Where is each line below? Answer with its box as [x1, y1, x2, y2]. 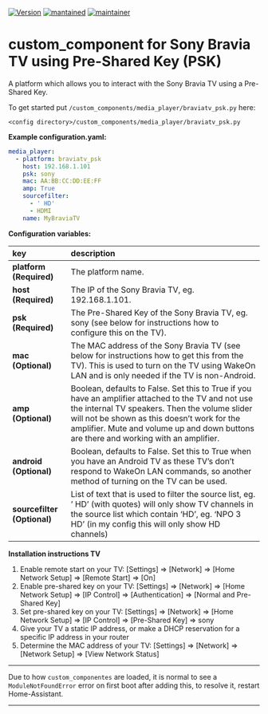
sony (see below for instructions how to [70, 317, 219, 328]
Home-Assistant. [8, 688, 64, 698]
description [70, 247, 116, 258]
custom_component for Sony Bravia [8, 36, 251, 53]
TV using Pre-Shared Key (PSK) [8, 53, 222, 71]
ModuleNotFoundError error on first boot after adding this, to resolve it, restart [8, 680, 260, 690]
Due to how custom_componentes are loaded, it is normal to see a [8, 672, 218, 681]
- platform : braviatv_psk [15, 155, 102, 163]
